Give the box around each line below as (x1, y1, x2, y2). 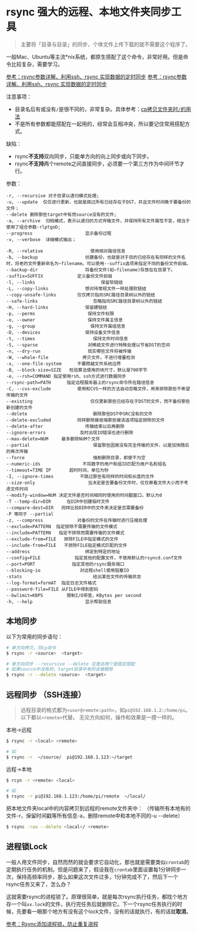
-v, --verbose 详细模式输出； (6, 236, 76, 242)
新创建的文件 (6, 404, 33, 410)
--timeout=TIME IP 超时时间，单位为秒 (6, 467, 109, 473)
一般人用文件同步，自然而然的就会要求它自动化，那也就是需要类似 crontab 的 (6, 858, 190, 865)
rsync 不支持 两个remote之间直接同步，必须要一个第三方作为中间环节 (14, 160, 180, 167)
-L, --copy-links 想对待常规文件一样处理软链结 (6, 285, 147, 292)
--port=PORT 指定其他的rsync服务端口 (6, 561, 125, 567)
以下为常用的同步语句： (6, 633, 63, 640)
